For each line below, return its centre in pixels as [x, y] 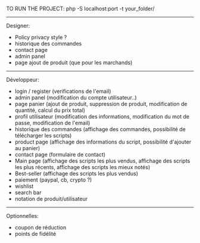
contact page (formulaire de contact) [60, 155]
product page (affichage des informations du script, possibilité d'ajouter [103, 142]
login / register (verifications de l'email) [63, 91]
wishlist [24, 186]
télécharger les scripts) [43, 135]
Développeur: [23, 80]
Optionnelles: [22, 216]
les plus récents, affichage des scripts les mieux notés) [82, 167]
